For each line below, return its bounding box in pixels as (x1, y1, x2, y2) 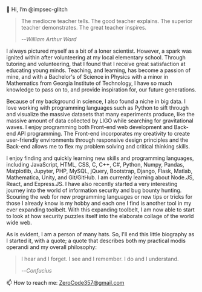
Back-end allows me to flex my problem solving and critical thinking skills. (6, 143, 191, 150)
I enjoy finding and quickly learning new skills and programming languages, (6, 154, 195, 162)
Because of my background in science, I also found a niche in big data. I (6, 98, 186, 105)
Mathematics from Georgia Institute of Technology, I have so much (6, 79, 172, 87)
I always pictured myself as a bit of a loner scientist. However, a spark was (6, 47, 192, 55)
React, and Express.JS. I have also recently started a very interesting (6, 181, 178, 187)
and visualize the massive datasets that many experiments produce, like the (6, 111, 195, 118)
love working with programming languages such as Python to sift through (6, 104, 189, 111)
